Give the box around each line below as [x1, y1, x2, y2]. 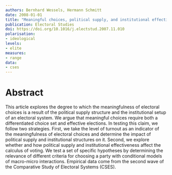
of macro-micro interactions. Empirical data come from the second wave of [5, 159, 164, 165]
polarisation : [5, 31, 36, 36]
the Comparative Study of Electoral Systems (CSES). [5, 164, 116, 170]
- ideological [5, 36, 36, 42]
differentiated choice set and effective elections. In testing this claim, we [5, 120, 158, 126]
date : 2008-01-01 [5, 12, 42, 17]
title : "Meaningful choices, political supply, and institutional [5, 17, 150, 22]
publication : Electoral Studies [5, 22, 74, 27]
